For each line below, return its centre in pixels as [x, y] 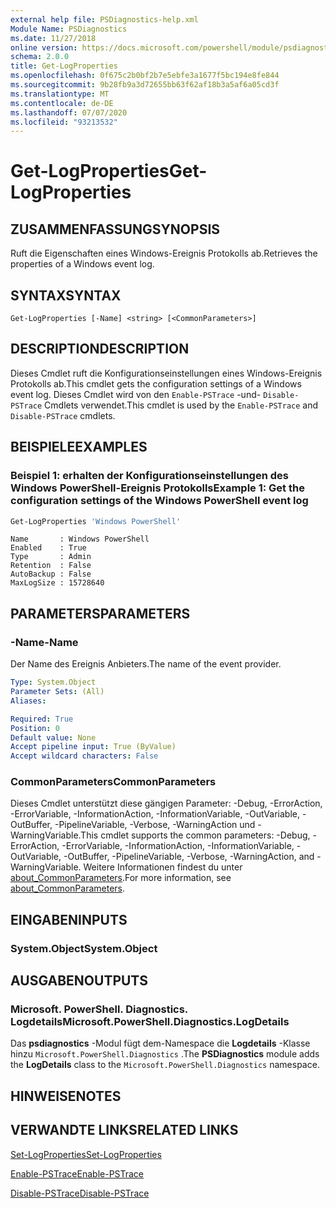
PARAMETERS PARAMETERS [100, 613]
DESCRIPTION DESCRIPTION [100, 349]
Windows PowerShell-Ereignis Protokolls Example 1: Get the [157, 488]
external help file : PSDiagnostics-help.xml [104, 19]
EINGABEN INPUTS [69, 919]
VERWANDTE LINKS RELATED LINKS [124, 1130]
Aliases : [28, 701]
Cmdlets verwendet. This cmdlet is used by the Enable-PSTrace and [181, 405]
